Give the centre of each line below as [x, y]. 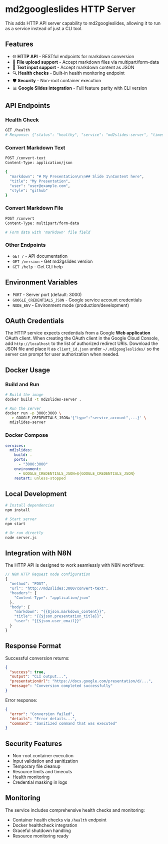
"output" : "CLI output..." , [39, 677]
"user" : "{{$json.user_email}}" [48, 621]
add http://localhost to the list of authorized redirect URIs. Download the [82, 344]
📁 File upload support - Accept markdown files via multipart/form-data [85, 62]
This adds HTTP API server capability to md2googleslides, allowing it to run [83, 23]
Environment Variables [41, 283]
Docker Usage [28, 370]
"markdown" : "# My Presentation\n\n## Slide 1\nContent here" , [77, 177]
